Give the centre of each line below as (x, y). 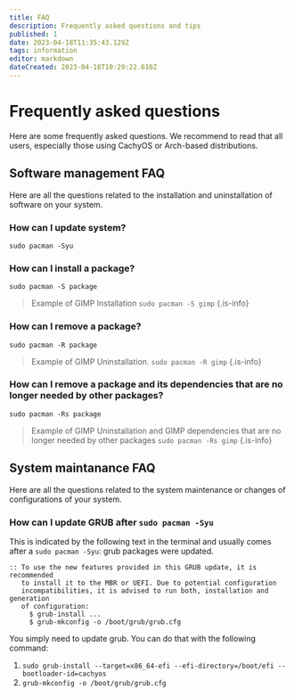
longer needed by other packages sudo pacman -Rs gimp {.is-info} (152, 440)
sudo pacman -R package (53, 345)
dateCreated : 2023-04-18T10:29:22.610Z (83, 68)
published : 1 (33, 34)
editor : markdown (41, 59)
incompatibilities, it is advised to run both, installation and (145, 590)
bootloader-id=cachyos (64, 674)
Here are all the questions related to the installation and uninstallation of (141, 195)
